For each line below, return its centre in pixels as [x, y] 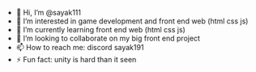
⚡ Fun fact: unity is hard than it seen [76, 59]
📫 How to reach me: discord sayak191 [80, 47]
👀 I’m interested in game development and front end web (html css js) [132, 21]
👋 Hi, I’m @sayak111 [48, 13]
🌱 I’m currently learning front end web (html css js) [101, 30]
